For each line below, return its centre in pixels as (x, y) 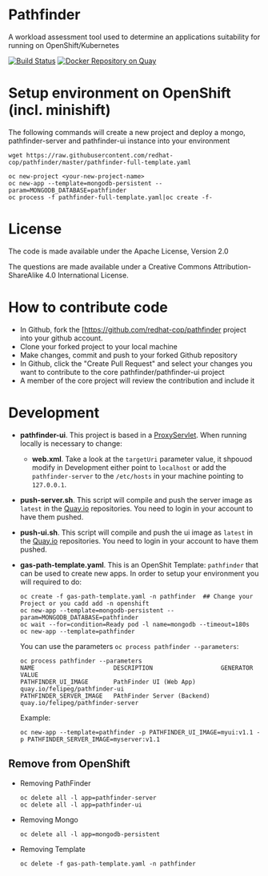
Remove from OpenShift (69, 764)
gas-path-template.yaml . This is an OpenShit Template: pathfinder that (139, 564)
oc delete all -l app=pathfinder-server (88, 798)
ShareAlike (26, 275)
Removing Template (53, 849)
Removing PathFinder (55, 783)
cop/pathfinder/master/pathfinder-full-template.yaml (100, 162)
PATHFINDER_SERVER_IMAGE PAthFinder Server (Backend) (115, 696)
